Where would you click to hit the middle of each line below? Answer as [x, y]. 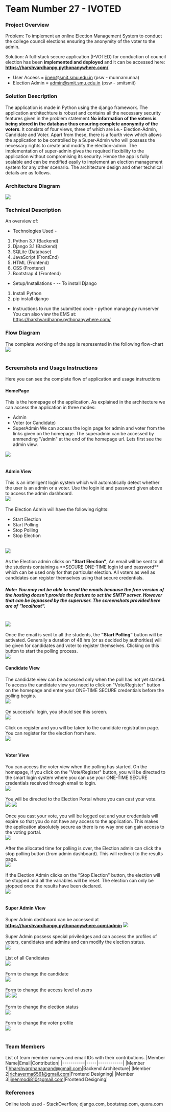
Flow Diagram [23, 333]
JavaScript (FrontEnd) [36, 257]
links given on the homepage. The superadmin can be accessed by [83, 434]
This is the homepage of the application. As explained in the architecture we [85, 402]
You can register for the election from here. [51, 733]
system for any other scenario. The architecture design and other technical [84, 167]
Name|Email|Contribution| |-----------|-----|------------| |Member [75, 1063]
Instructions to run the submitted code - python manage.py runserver [86, 309]
